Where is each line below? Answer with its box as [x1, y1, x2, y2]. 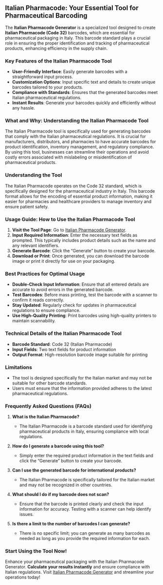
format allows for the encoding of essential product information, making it [5, 193, 153, 199]
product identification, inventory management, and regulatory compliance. [5, 144, 154, 150]
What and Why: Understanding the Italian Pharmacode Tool [5, 117, 149, 124]
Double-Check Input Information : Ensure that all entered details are [12, 281, 149, 288]
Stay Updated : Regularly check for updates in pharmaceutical [12, 302, 137, 308]
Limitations [5, 364, 33, 371]
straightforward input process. [12, 74, 73, 80]
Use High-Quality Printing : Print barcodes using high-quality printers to [12, 313, 157, 318]
